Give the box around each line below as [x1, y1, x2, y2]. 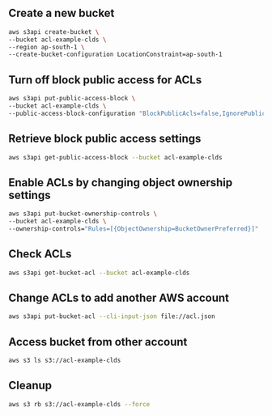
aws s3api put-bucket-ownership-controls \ [8, 210, 158, 218]
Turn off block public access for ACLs [8, 73, 202, 87]
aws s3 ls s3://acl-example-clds [8, 356, 121, 365]
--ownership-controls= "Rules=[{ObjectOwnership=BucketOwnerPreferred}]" [8, 225, 259, 233]
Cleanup [8, 379, 53, 393]
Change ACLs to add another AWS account [8, 291, 229, 304]
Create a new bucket [8, 6, 115, 20]
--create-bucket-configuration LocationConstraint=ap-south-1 [8, 50, 223, 59]
